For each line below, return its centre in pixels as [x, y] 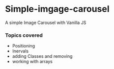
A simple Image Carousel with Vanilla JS [46, 23]
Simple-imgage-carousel [57, 9]
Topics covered [24, 35]
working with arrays [32, 62]
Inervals [20, 51]
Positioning [24, 46]
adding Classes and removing [42, 56]
